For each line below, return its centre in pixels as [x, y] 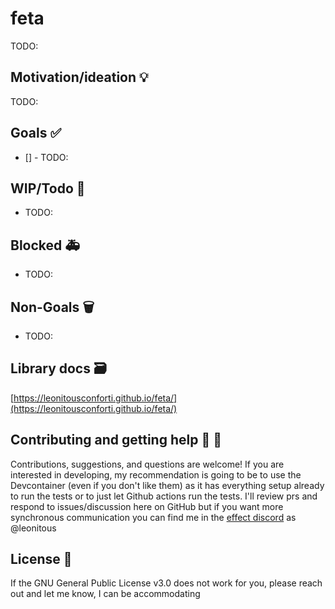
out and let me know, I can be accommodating [105, 594]
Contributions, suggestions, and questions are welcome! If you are [147, 464]
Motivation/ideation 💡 [79, 77]
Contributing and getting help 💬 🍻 [116, 440]
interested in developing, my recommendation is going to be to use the [156, 474]
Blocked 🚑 [45, 245]
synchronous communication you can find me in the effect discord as [153, 517]
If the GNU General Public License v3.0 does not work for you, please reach [166, 583]
